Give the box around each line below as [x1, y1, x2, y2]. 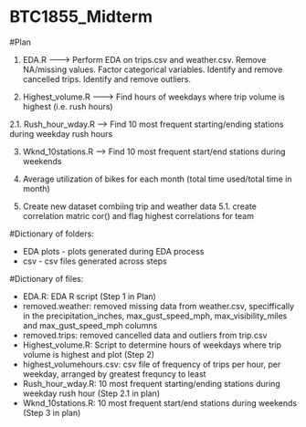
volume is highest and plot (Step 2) [22, 349, 155, 359]
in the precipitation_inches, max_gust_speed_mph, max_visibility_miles [22, 310, 288, 321]
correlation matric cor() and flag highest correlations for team [22, 210, 254, 221]
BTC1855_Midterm [9, 6, 153, 27]
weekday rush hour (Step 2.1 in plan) [22, 388, 161, 399]
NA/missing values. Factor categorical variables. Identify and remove [22, 64, 283, 75]
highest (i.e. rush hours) [22, 100, 113, 111]
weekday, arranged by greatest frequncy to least [22, 368, 206, 380]
